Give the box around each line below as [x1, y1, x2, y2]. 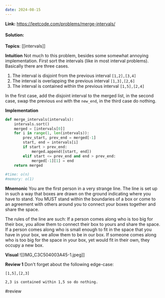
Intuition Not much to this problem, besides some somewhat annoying [5, 52, 149, 58]
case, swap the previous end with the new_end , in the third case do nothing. [5, 98, 157, 104]
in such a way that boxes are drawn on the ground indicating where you [5, 191, 151, 197]
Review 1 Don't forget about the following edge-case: [5, 261, 114, 267]
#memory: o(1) [5, 177, 35, 182]
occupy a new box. [5, 242, 44, 248]
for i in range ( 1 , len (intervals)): [14, 131, 90, 136]
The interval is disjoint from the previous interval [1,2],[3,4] [12, 73, 137, 78]
